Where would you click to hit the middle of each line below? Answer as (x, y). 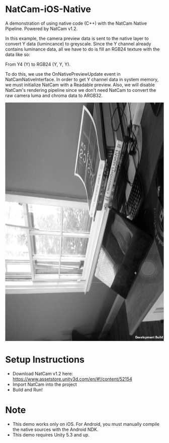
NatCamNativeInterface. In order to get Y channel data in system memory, (82, 79)
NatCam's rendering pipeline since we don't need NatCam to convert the (81, 90)
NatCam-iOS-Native (48, 9)
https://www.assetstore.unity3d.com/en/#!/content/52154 (72, 379)
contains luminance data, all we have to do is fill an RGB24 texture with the (82, 49)
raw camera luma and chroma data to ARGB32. (54, 95)
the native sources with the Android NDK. (55, 429)
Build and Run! (27, 390)
